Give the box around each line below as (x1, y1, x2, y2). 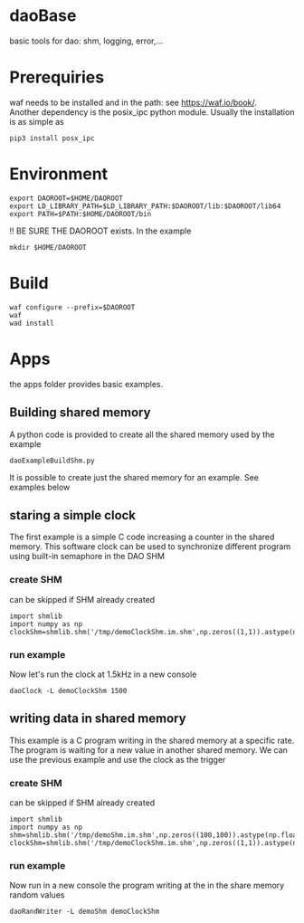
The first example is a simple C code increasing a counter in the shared (9, 531, 275, 543)
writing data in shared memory (9, 711, 187, 727)
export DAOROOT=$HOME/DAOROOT (9, 194, 124, 203)
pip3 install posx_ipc (9, 133, 95, 143)
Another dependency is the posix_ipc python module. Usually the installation (9, 106, 295, 118)
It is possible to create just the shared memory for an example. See (9, 471, 260, 482)
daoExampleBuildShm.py (9, 456, 95, 465)
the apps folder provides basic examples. (9, 378, 164, 389)
